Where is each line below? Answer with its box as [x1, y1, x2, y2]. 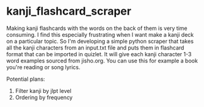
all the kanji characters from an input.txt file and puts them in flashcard [6, 44, 184, 51]
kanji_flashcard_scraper [6, 4, 131, 18]
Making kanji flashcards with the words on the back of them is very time [6, 24, 188, 32]
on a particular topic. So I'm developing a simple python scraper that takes [6, 37, 194, 45]
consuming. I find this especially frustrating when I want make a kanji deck [6, 31, 194, 38]
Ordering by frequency [15, 94, 73, 101]
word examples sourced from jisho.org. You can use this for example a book [6, 57, 199, 64]
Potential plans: [6, 75, 45, 83]
